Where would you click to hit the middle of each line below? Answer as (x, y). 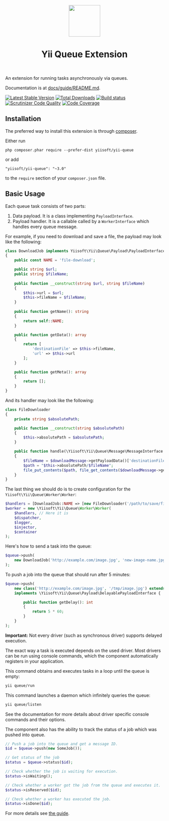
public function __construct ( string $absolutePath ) (69, 428)
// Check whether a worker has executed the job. (58, 799)
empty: (13, 676)
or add (12, 159)
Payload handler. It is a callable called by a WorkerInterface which (81, 221)
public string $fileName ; (41, 274)
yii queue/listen (23, 704)
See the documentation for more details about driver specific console (77, 714)
